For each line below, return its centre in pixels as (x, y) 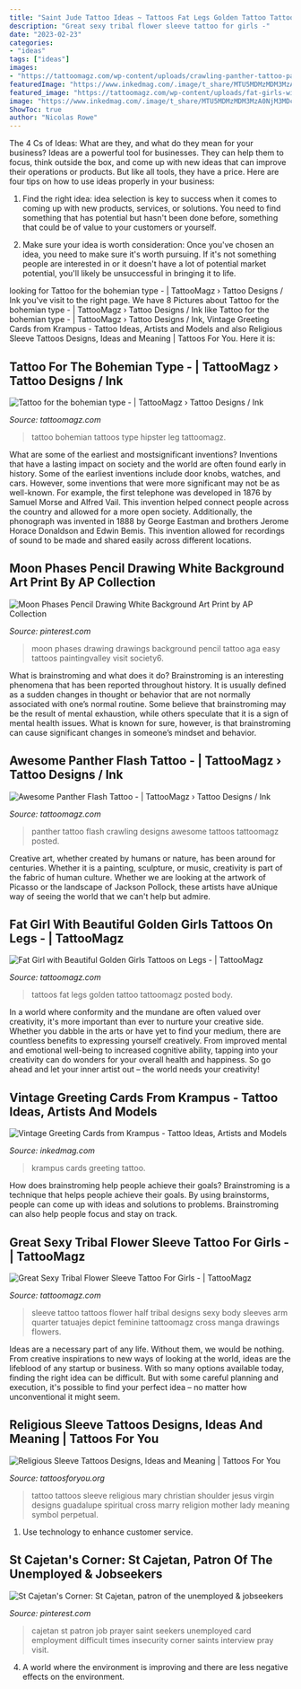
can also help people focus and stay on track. (93, 1214)
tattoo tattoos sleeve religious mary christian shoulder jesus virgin (153, 1495)
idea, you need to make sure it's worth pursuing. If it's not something (149, 254)
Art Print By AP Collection (82, 583)
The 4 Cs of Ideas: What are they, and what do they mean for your (131, 144)
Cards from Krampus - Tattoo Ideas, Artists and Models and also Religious (146, 329)
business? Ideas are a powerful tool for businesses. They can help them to (146, 153)
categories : (31, 43)
